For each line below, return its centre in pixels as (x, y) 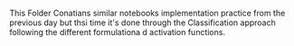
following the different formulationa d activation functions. (118, 32)
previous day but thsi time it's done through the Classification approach (142, 23)
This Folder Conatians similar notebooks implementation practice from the (147, 13)
